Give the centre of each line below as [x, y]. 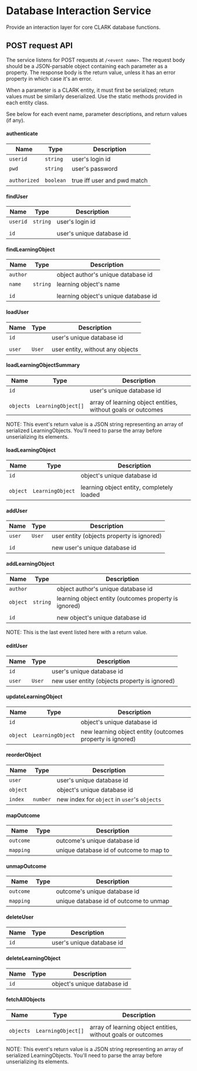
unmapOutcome [26, 866]
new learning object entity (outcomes [132, 731]
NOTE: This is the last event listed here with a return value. [77, 632]
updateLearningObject [34, 697]
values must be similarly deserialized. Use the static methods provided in [94, 96]
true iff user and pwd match [110, 180]
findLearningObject [30, 249]
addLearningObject [30, 563]
